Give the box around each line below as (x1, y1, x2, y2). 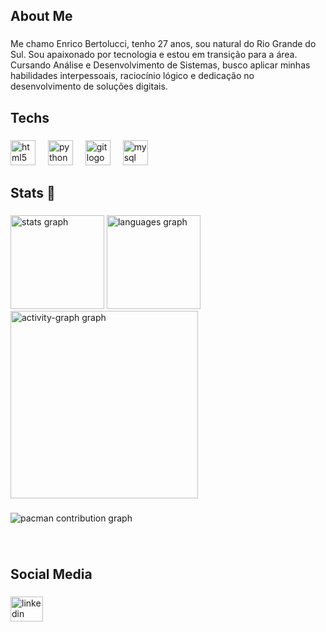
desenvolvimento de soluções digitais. (10, 80, 168, 93)
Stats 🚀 (10, 185, 56, 202)
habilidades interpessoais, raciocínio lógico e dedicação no (10, 70, 255, 82)
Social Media (10, 566, 93, 583)
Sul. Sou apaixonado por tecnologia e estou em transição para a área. (10, 49, 298, 61)
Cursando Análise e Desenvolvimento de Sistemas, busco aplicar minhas (10, 59, 311, 71)
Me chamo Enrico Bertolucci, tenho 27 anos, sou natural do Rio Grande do (10, 38, 317, 50)
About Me (10, 8, 73, 25)
